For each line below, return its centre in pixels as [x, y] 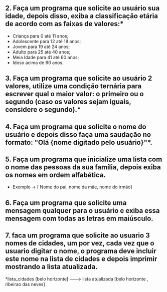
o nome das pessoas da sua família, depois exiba [83, 167]
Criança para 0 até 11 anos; [40, 36]
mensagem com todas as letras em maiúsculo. [79, 218]
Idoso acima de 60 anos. [38, 63]
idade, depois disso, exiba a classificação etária [81, 16]
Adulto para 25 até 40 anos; [41, 52]
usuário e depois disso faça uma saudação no [78, 134]
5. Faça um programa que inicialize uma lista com [84, 159]
